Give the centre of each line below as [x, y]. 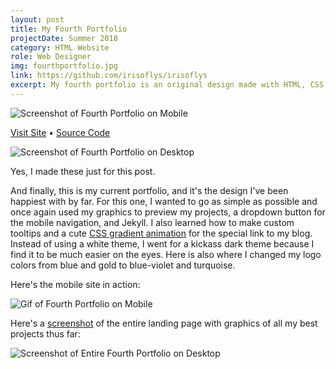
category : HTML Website [60, 47]
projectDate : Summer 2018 [64, 38]
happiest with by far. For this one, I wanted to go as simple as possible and [164, 201]
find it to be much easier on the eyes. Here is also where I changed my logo [166, 254]
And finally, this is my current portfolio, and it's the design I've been [149, 190]
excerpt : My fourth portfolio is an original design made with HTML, [158, 85]
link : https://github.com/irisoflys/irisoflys [109, 76]
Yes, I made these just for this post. [83, 171]
